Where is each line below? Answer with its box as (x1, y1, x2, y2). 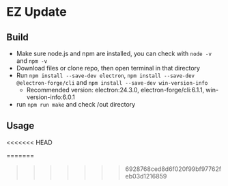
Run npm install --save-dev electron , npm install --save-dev (16, 71, 195, 79)
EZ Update (6, 4, 67, 20)
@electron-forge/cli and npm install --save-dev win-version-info (16, 79, 208, 86)
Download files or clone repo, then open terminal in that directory (16, 64, 201, 72)
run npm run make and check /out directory (16, 101, 136, 108)
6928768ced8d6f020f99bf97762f (125, 165, 222, 173)
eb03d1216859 (125, 172, 167, 180)
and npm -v (16, 57, 48, 65)
